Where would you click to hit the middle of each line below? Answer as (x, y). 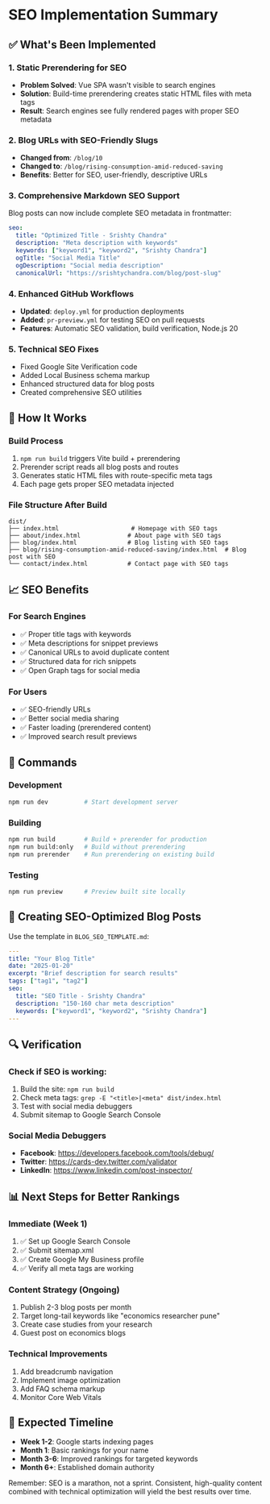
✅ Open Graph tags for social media (80, 670)
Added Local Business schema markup (85, 376)
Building (25, 822)
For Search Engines (47, 617)
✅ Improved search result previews (78, 737)
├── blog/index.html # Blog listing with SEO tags (118, 543)
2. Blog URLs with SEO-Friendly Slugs (83, 140)
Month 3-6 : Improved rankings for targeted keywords (109, 1459)
